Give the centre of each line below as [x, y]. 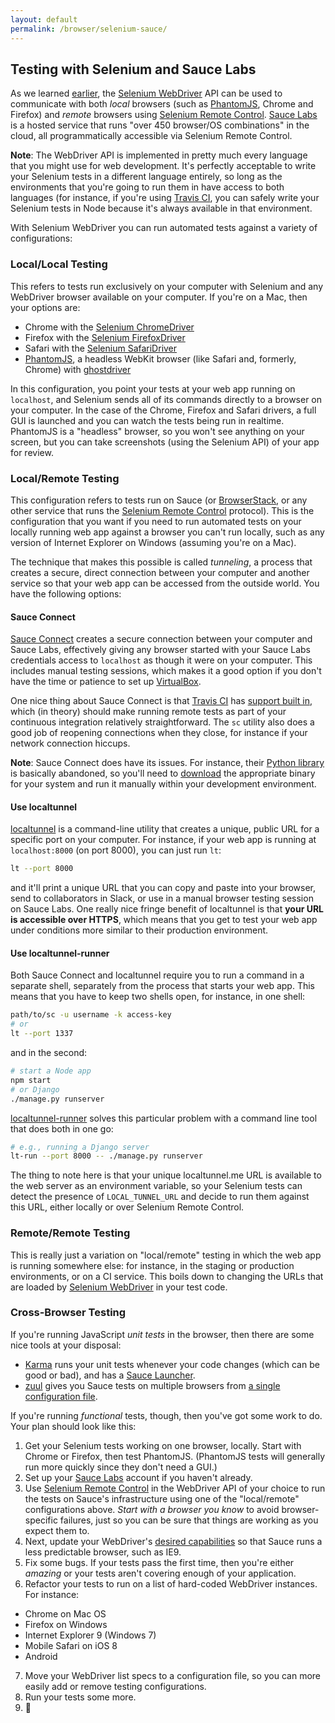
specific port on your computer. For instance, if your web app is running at [163, 840]
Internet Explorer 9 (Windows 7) [90, 1635]
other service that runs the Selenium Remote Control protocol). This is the [162, 510]
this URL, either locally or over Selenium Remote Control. [127, 1207]
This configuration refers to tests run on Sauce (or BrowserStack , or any [159, 500]
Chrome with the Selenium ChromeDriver [109, 327]
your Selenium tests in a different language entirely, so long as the [146, 177]
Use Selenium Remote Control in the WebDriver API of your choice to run [175, 1488]
